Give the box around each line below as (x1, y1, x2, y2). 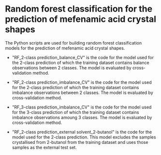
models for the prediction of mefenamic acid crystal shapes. (5, 45, 125, 51)
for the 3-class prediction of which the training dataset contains (12, 109, 139, 115)
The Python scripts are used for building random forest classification (5, 40, 142, 46)
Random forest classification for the (5, 3, 153, 15)
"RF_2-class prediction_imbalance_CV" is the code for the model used (12, 79, 152, 85)
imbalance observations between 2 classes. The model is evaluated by (12, 90, 153, 95)
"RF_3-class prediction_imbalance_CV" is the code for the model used (12, 104, 152, 110)
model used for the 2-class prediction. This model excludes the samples (12, 134, 156, 140)
